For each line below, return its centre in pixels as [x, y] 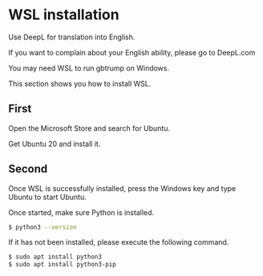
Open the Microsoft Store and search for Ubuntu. [89, 128]
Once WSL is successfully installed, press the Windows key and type [122, 188]
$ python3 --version [43, 227]
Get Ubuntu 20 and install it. [55, 144]
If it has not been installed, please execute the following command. [119, 242]
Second [28, 169]
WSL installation [64, 15]
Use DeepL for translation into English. [72, 37]
